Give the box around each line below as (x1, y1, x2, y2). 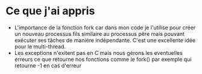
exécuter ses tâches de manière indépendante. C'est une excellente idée (14, 36, 196, 44)
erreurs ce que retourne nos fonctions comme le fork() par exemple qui (14, 55, 192, 63)
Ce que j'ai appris (5, 4, 95, 18)
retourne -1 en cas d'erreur (14, 61, 82, 69)
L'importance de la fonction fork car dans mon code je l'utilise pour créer (14, 24, 196, 31)
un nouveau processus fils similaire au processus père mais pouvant (14, 30, 185, 37)
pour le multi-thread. (14, 43, 66, 50)
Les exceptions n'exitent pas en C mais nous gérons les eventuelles (14, 49, 183, 56)
